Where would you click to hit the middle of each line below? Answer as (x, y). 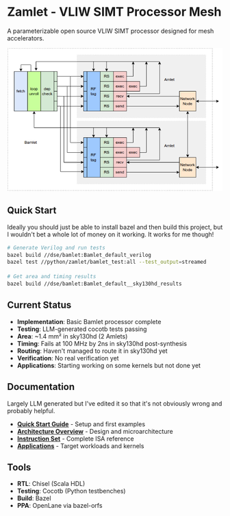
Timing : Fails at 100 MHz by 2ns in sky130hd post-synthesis (102, 343)
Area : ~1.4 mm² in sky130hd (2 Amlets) (72, 336)
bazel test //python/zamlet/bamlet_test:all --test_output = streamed (107, 262)
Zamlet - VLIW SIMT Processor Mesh (114, 12)
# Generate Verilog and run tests (56, 247)
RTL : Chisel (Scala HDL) (51, 484)
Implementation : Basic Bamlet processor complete (89, 321)
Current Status (39, 305)
